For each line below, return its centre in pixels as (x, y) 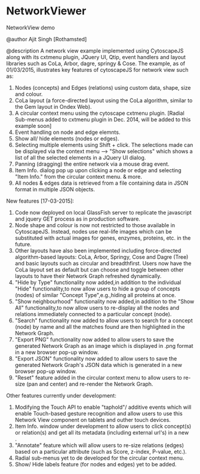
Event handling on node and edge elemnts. (67, 132)
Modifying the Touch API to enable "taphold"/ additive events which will (103, 407)
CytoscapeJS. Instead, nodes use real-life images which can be (93, 231)
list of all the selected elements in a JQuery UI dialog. (80, 157)
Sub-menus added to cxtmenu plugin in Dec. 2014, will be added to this (103, 119)
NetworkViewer (46, 11)
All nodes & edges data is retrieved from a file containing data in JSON (101, 183)
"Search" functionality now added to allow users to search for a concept (104, 320)
